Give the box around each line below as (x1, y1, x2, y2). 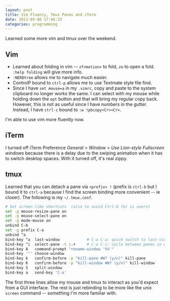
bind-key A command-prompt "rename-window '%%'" (5, 246, 114, 251)
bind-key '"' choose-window (5, 251, 65, 256)
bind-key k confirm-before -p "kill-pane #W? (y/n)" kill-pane (5, 256, 146, 261)
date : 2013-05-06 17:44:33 (5, 17, 62, 22)
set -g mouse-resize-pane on (5, 209, 67, 214)
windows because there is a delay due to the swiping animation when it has (5, 150, 163, 156)
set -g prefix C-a (5, 228, 44, 233)
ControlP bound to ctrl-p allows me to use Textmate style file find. (12, 80, 152, 86)
